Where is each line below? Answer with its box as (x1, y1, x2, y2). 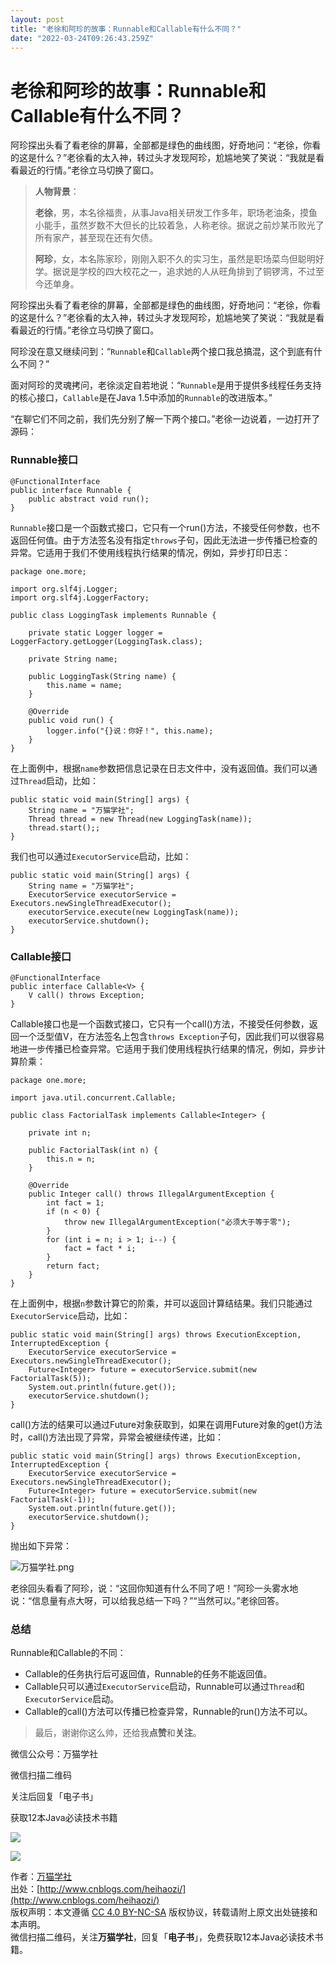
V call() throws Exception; (28, 990, 145, 1000)
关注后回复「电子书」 (10, 1791, 98, 1803)
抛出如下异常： (10, 1539, 72, 1551)
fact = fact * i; (63, 1243, 137, 1253)
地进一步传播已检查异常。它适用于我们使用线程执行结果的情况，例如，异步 (10, 1042, 317, 1055)
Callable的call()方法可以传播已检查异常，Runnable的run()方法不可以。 (24, 1706, 313, 1718)
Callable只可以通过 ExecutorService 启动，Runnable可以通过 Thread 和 (24, 1681, 305, 1693)
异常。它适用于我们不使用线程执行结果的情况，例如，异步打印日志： (10, 546, 291, 558)
